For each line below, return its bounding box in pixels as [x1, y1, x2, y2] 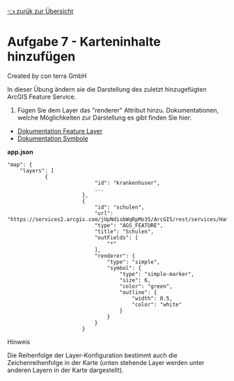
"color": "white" [132, 301, 182, 308]
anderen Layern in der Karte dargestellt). [7, 366, 124, 374]
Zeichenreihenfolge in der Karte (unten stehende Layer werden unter [7, 358, 205, 366]
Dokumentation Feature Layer [17, 127, 103, 135]
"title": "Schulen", [94, 228, 155, 235]
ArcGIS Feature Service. [7, 92, 77, 101]
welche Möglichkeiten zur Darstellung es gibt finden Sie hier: [17, 113, 192, 122]
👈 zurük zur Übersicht [7, 7, 74, 15]
